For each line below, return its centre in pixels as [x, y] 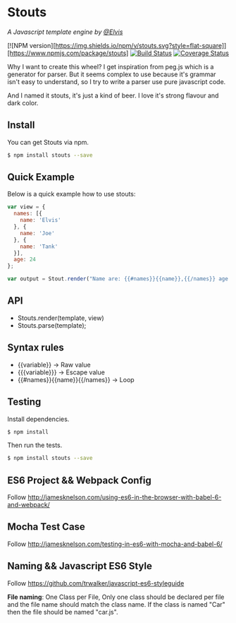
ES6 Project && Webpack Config [79, 480]
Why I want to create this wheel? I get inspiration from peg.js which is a [111, 66]
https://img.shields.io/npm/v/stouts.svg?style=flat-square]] [141, 45]
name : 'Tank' [39, 247]
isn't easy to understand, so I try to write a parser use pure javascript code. [117, 81]
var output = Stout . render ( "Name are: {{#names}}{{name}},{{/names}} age [118, 279]
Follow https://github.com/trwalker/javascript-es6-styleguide [96, 583]
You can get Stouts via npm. [48, 142]
